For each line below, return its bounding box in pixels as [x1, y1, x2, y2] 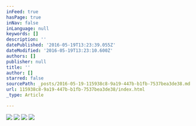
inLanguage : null [6, 25, 49, 32]
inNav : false [6, 20, 39, 26]
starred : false [6, 75, 44, 81]
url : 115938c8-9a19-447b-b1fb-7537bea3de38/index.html [6, 87, 145, 93]
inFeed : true [6, 8, 39, 15]
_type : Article [6, 92, 44, 98]
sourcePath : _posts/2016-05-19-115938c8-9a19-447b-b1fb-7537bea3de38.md [6, 81, 191, 87]
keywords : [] [6, 31, 39, 37]
